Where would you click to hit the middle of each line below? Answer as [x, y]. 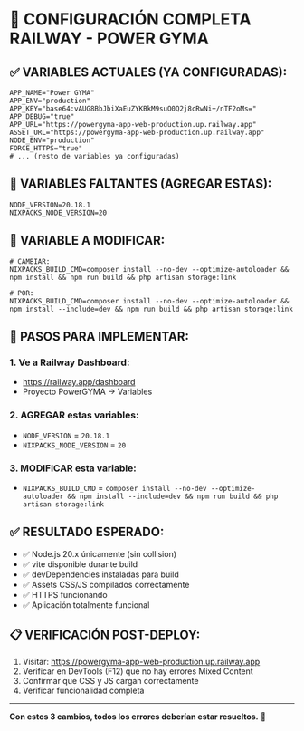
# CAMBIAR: [30, 261]
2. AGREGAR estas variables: [74, 415]
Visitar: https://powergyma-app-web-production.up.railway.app [141, 661]
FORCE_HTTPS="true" [46, 149]
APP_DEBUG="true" [42, 117]
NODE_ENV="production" [52, 140]
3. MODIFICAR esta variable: [73, 468]
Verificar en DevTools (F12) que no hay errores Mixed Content [138, 671]
